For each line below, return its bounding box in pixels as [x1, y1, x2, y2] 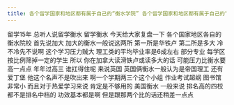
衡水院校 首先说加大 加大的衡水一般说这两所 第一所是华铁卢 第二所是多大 [7, 39, 216, 47]
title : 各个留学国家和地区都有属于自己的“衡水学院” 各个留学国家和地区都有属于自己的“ [7, 10, 228, 17]
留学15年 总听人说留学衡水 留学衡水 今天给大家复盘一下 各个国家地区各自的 [7, 30, 221, 38]
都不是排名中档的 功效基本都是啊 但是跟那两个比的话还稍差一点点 [7, 90, 194, 99]
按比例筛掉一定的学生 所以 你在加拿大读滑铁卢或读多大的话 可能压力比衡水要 [7, 56, 226, 64]
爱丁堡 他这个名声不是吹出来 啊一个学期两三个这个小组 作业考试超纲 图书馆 [7, 73, 221, 82]
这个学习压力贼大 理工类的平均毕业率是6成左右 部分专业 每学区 [45, 47, 226, 55]
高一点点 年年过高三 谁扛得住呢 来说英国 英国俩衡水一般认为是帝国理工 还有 [7, 64, 224, 73]
